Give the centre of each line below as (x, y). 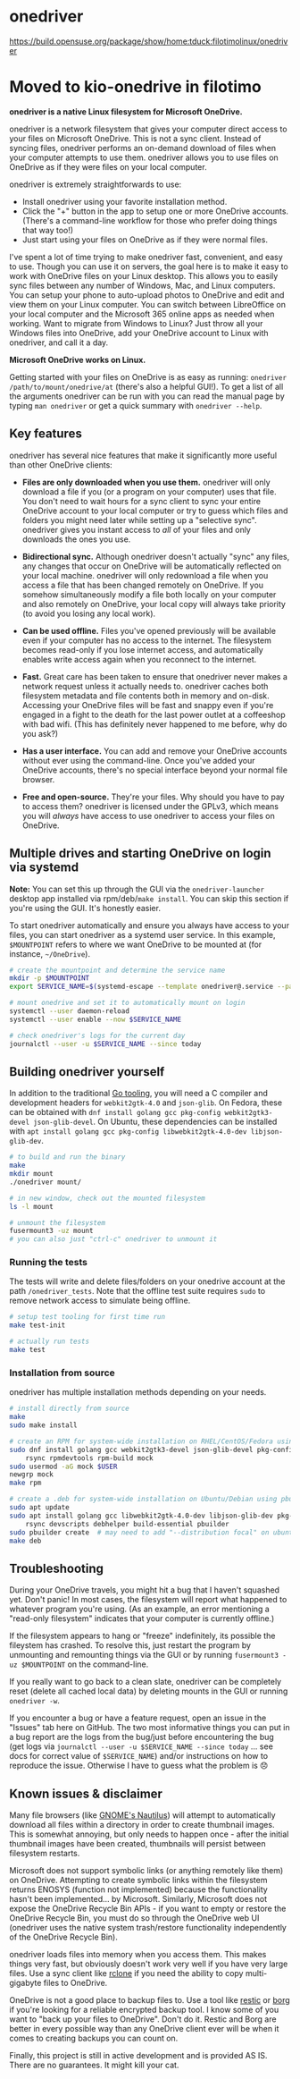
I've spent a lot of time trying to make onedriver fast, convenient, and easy (146, 257)
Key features (46, 434)
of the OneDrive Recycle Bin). (63, 1937)
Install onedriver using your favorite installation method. (125, 201)
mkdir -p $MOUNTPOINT (50, 978)
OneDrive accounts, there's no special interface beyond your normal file (155, 770)
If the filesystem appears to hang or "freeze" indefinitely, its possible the (142, 1636)
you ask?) (40, 733)
